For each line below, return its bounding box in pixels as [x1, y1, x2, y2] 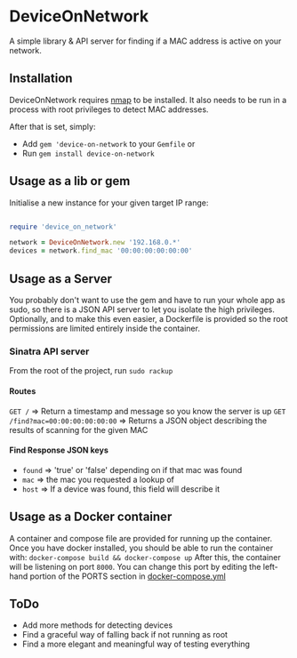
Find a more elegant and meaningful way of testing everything [21, 638, 251, 650]
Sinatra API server [9, 345, 90, 357]
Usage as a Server [9, 271, 113, 286]
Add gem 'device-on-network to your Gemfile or [21, 138, 196, 148]
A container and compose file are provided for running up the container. [9, 533, 273, 543]
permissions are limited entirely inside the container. [9, 323, 200, 333]
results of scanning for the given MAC [9, 424, 148, 435]
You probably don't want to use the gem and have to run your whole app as [9, 295, 286, 305]
